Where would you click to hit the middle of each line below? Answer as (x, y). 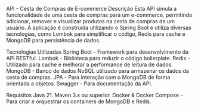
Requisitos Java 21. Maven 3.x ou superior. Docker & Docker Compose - (95, 95)
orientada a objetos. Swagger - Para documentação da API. (79, 84)
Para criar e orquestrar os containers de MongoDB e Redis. (79, 101)
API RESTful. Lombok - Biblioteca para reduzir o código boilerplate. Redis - (98, 58)
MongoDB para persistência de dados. (53, 40)
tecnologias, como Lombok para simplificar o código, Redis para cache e (96, 34)
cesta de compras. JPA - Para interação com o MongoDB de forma (88, 77)
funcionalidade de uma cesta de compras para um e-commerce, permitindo (99, 15)
